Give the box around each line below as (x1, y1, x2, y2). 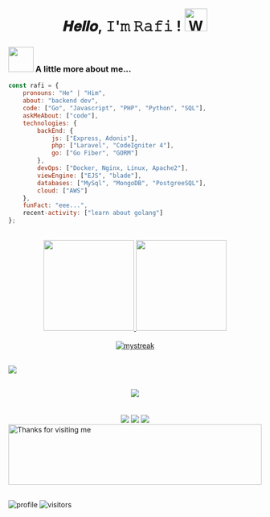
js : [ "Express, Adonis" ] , (51, 134, 138, 143)
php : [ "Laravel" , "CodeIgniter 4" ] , (51, 142, 174, 150)
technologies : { (22, 119, 78, 127)
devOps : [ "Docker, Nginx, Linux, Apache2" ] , (37, 164, 189, 172)
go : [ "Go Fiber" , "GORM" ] (51, 149, 138, 157)
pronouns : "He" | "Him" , (22, 89, 106, 97)
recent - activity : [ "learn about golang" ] (22, 209, 163, 217)
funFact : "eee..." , (22, 201, 88, 209)
